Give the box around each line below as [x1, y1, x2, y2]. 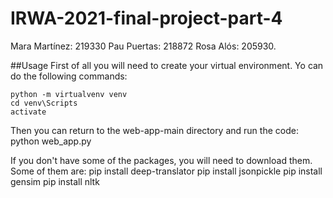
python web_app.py [10, 135, 92, 147]
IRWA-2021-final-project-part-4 [10, 7, 283, 30]
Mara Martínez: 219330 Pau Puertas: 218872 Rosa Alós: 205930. [10, 40, 277, 52]
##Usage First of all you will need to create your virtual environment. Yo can [10, 59, 324, 71]
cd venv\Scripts [10, 98, 78, 108]
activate [10, 107, 47, 117]
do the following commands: [10, 70, 128, 82]
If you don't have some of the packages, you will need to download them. [10, 154, 313, 166]
